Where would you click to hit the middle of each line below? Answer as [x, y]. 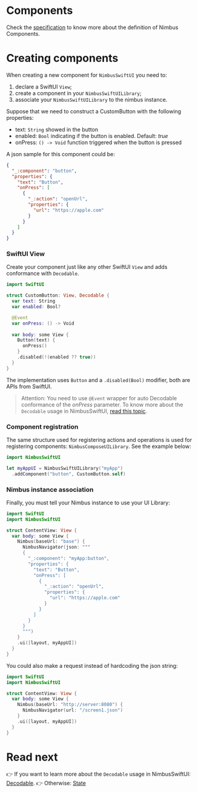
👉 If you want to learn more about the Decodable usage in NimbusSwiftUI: [98, 774]
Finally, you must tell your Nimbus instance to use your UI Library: [88, 503]
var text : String [34, 301]
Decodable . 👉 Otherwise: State [46, 783]
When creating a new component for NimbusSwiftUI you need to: [87, 75]
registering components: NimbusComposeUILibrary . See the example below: [99, 446]
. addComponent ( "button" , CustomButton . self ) [69, 474]
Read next [32, 757]
